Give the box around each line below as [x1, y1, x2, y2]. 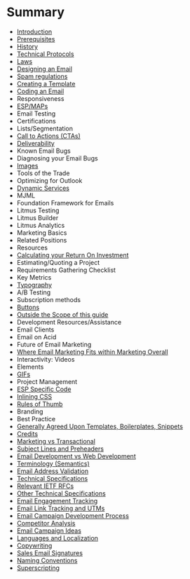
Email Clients [16, 325, 55, 334]
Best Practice [16, 414, 56, 423]
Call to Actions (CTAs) [16, 131, 81, 140]
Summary [6, 4, 65, 20]
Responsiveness [16, 94, 65, 102]
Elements [16, 362, 44, 371]
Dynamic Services [16, 184, 69, 192]
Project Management [16, 377, 78, 386]
